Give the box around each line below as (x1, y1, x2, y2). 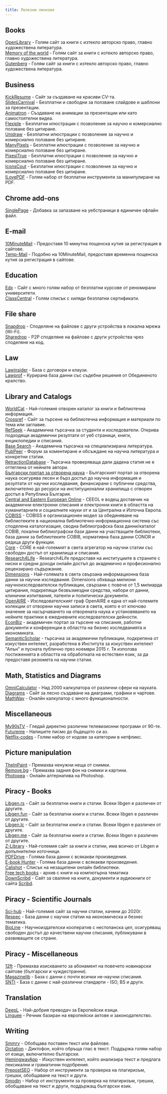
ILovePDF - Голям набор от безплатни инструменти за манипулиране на (5, 174, 160, 180)
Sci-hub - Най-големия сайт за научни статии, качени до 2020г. (5, 908, 142, 915)
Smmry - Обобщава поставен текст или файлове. (5, 1040, 110, 1046)
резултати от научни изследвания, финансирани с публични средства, (5, 481, 156, 487)
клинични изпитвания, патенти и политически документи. (5, 593, 129, 599)
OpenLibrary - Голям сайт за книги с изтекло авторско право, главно (5, 39, 152, 45)
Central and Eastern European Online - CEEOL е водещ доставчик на (5, 496, 149, 503)
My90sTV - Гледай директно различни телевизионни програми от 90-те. (5, 723, 161, 729)
